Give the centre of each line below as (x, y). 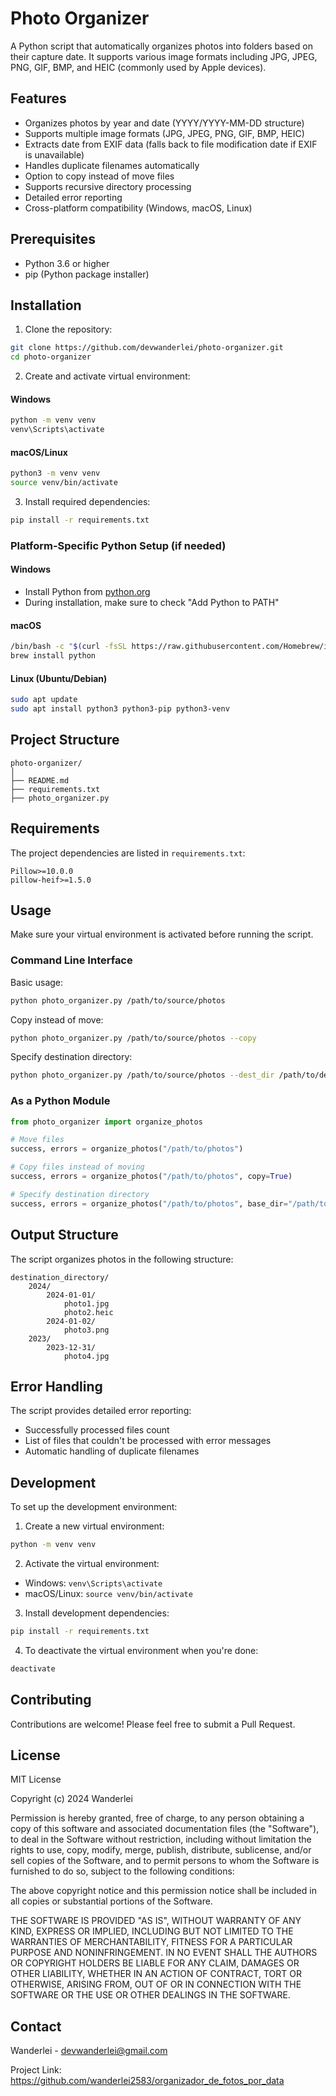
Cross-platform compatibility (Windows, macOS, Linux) (138, 208)
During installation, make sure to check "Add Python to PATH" (152, 603)
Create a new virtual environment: (94, 1526)
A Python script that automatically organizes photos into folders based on (161, 46)
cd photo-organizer (51, 357)
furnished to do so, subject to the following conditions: (122, 1871)
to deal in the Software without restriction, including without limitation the (161, 1839)
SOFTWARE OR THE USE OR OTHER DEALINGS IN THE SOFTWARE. (150, 1995)
